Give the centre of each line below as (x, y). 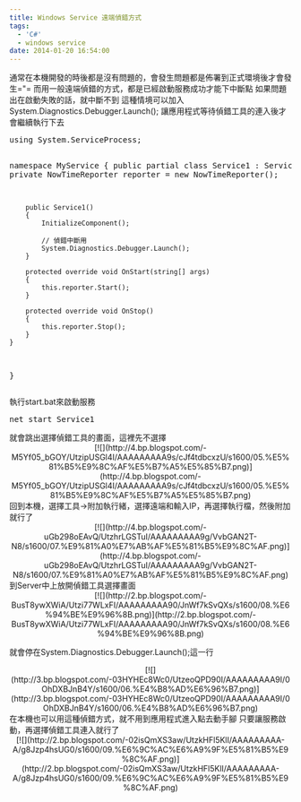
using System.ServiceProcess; (76, 140)
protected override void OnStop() (90, 311)
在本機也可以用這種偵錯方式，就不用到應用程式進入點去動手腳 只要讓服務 (144, 719)
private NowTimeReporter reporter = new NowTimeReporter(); (144, 175)
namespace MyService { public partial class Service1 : (134, 166)
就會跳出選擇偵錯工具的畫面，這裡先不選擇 (88, 438)
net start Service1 (52, 419)
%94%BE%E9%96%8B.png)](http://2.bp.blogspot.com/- (150, 615)
